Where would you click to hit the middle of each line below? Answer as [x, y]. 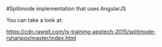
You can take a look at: [35, 20]
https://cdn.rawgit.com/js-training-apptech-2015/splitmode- [81, 32]
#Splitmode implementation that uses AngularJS [66, 9]
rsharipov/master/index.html [41, 38]
